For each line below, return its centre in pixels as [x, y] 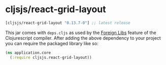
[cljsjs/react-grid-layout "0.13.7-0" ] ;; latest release [68, 23]
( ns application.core [28, 53]
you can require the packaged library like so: [52, 43]
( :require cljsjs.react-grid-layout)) [51, 57]
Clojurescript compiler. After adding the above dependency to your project [83, 38]
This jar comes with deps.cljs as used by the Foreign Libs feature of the [81, 32]
